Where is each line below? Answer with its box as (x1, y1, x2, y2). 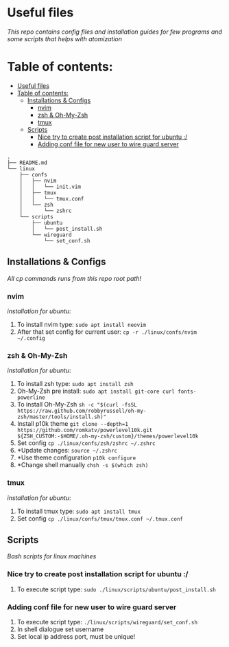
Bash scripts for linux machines (7, 552, 97, 560)
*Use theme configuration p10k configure (16, 453, 136, 462)
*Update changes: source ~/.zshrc (16, 446, 118, 455)
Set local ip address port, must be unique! (16, 632, 136, 640)
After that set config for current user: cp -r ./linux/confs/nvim (16, 328, 197, 336)
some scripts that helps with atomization (7, 34, 122, 43)
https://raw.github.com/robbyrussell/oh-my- (16, 407, 147, 415)
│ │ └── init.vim (19, 183, 81, 190)
